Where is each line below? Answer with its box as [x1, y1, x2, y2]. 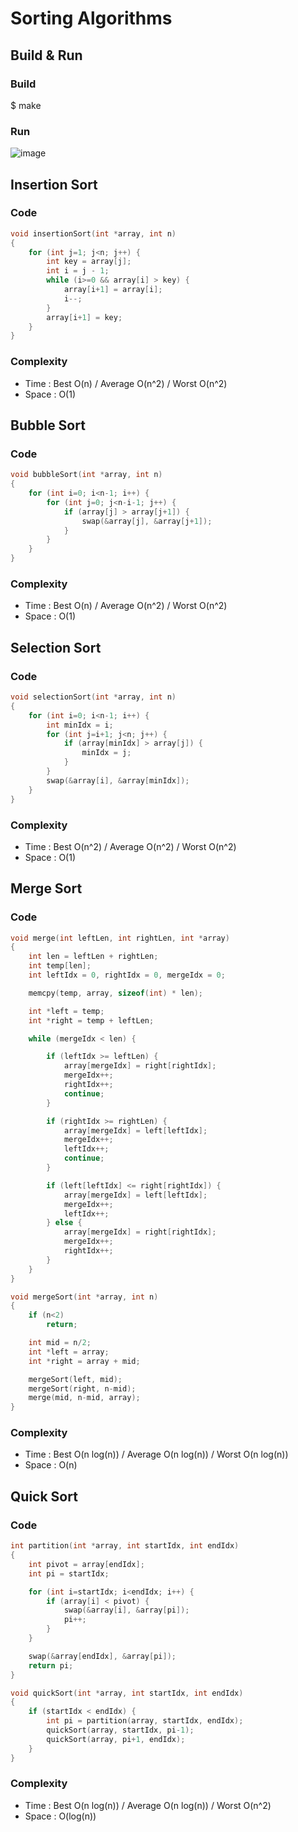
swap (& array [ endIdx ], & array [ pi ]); [28, 1651, 177, 1661]
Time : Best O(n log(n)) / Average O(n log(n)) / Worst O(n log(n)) [24, 1448, 289, 1461]
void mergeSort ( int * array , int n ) [10, 1292, 159, 1302]
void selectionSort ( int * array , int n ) [10, 692, 177, 702]
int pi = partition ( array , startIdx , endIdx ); [46, 1716, 244, 1726]
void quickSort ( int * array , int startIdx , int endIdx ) [10, 1688, 244, 1698]
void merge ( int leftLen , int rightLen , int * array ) [10, 933, 230, 943]
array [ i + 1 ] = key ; [46, 312, 123, 322]
